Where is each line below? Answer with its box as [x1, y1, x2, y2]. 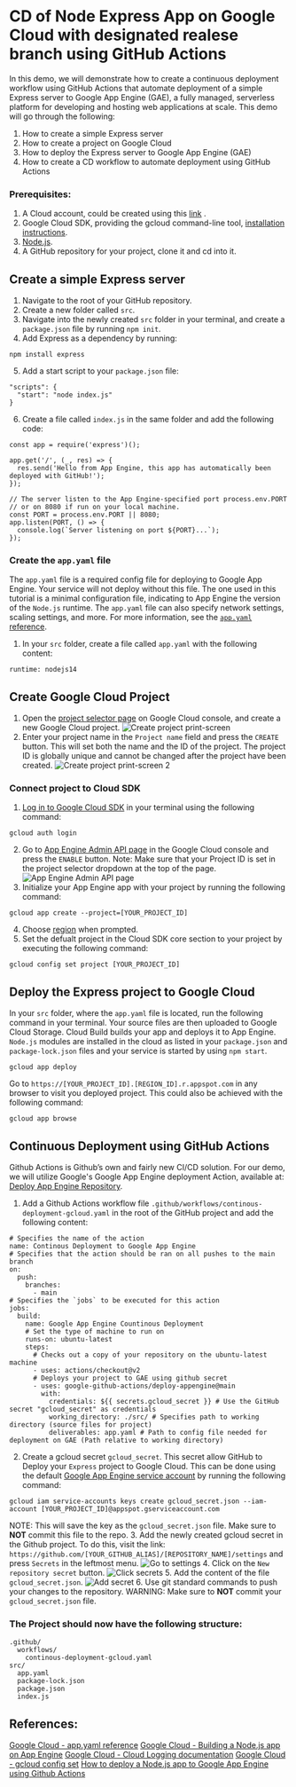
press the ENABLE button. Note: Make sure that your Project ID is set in [21, 854, 277, 864]
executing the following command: [21, 943, 149, 954]
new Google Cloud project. [21, 722, 121, 733]
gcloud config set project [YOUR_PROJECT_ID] [9, 960, 180, 969]
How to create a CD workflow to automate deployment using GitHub [21, 156, 271, 167]
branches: [25, 1280, 62, 1290]
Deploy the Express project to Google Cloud [9, 984, 255, 999]
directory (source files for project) [9, 1421, 152, 1429]
